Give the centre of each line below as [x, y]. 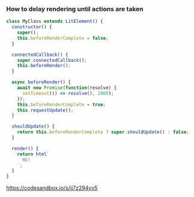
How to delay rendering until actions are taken [75, 9]
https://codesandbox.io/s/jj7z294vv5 [52, 188]
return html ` [33, 154]
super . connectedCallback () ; [52, 60]
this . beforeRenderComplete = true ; [62, 105]
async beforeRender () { [41, 82]
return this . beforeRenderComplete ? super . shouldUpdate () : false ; [103, 132]
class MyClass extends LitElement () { [55, 22]
